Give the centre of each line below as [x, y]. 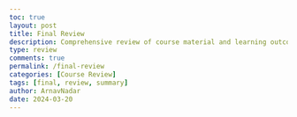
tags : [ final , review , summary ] [69, 83]
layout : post [33, 26]
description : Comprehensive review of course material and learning [138, 42]
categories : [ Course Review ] [63, 75]
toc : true [27, 17]
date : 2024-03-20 [41, 99]
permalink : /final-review [57, 67]
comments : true [37, 58]
